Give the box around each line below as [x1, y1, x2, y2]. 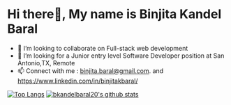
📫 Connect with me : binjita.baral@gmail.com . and [17, 66, 164, 75]
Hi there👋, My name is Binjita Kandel [7, 6, 222, 22]
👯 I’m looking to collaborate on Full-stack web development [17, 44, 188, 52]
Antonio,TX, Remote [17, 58, 75, 67]
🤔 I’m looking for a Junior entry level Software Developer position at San [17, 51, 225, 60]
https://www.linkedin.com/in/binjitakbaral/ [17, 76, 138, 85]
